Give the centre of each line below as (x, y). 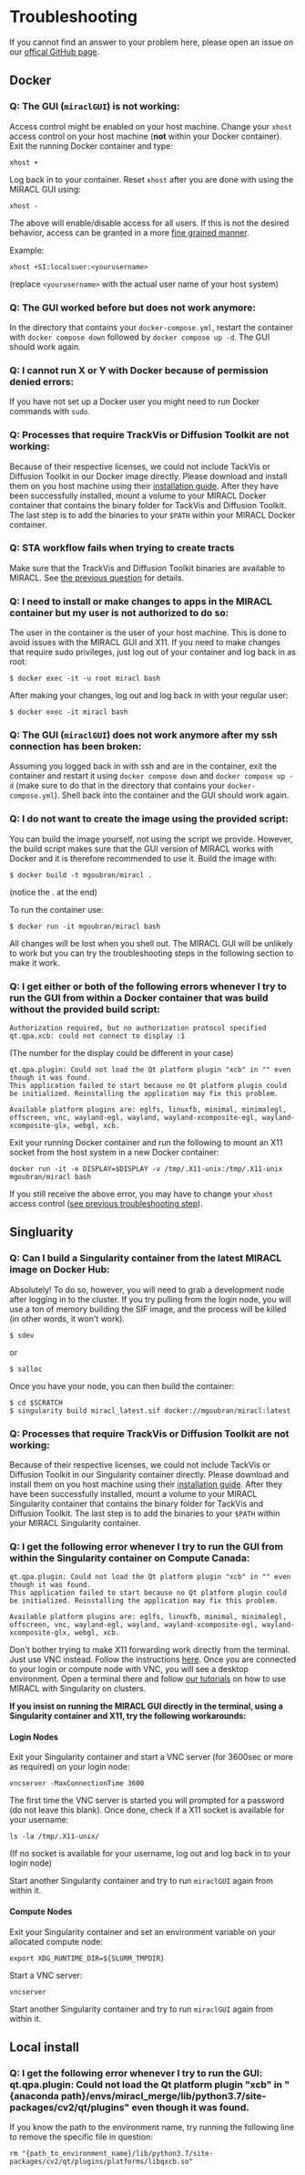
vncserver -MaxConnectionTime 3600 (77, 1783)
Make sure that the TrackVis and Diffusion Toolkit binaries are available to (147, 568)
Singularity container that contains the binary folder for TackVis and (137, 1503)
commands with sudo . (50, 412)
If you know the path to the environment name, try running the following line (152, 2128)
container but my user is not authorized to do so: (119, 612)
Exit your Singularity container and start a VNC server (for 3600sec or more (152, 1757)
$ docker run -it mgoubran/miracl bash (85, 926)
